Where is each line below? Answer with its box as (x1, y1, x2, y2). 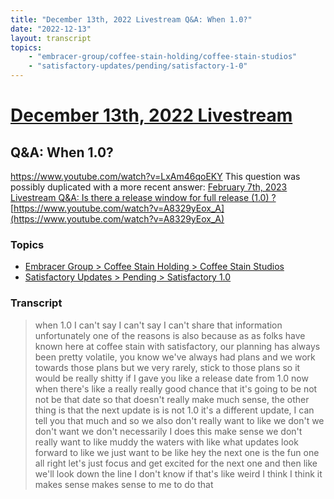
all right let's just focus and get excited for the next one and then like (34, 457, 318, 469)
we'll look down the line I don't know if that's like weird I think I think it (34, 467, 323, 480)
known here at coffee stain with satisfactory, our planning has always (34, 340, 321, 352)
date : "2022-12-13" (10, 24, 92, 34)
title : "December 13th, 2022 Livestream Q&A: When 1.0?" (10, 14, 253, 25)
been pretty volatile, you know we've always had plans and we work (34, 351, 316, 363)
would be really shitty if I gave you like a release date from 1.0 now (34, 372, 309, 384)
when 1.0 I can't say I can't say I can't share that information (34, 319, 283, 331)
